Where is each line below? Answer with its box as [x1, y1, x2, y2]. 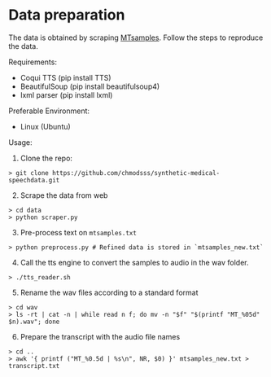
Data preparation [8, 6, 125, 24]
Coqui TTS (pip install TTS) [20, 72, 111, 82]
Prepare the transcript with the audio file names [20, 331, 181, 341]
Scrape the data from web [20, 190, 108, 200]
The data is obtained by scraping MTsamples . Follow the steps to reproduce [8, 33, 264, 42]
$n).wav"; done [8, 318, 60, 326]
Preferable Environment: [8, 106, 90, 116]
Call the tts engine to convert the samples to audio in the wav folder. [20, 257, 250, 267]
